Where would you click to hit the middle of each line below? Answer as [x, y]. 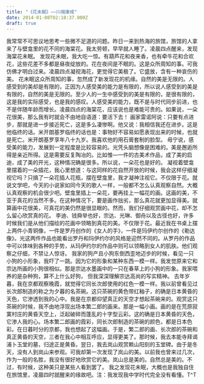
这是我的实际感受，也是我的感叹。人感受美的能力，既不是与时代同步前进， [99, 102]
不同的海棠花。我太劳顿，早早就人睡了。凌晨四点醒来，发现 [123, 49]
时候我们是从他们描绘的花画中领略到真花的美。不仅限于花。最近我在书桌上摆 [102, 223]
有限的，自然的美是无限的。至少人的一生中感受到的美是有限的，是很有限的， [102, 94]
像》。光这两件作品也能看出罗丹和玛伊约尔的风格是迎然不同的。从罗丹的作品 [101, 238]
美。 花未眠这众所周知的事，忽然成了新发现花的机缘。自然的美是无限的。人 [100, 79]
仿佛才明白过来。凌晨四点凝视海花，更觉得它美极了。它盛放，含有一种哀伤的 [102, 72]
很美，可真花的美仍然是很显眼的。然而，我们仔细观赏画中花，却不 [110, 208]
